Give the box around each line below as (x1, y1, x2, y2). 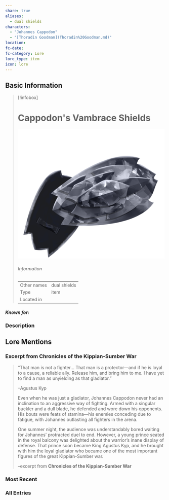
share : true (5, 8, 30, 13)
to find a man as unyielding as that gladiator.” (17, 375, 112, 381)
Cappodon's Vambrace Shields (17, 112, 151, 124)
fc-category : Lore (5, 51, 44, 56)
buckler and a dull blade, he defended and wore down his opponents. (17, 406, 163, 412)
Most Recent (5, 476, 37, 483)
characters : (5, 24, 30, 29)
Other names (20, 282, 47, 289)
